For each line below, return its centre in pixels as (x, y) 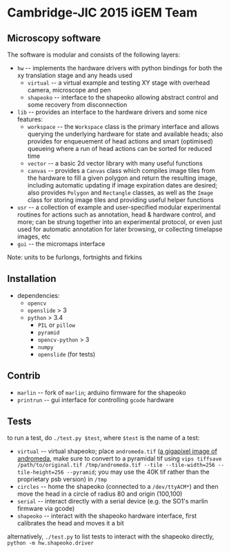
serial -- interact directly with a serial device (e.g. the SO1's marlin (112, 501)
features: (30, 119)
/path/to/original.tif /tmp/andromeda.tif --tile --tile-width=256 (116, 465)
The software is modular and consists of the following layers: (94, 54)
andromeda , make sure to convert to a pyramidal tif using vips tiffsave (119, 459)
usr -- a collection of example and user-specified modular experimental (119, 207)
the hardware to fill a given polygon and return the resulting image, (122, 178)
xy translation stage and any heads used (75, 75)
